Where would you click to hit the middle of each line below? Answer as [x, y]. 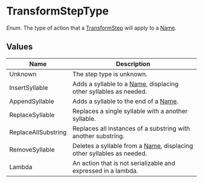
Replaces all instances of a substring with [131, 128]
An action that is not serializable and [124, 163]
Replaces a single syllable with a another [130, 111]
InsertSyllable [29, 88]
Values [20, 47]
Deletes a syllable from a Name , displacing [133, 146]
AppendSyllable [32, 101]
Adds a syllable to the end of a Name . [125, 101]
